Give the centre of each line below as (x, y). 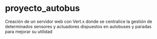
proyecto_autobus (42, 8)
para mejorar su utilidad (29, 31)
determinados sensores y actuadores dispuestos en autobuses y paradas (78, 26)
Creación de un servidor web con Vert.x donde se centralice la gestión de (79, 21)
